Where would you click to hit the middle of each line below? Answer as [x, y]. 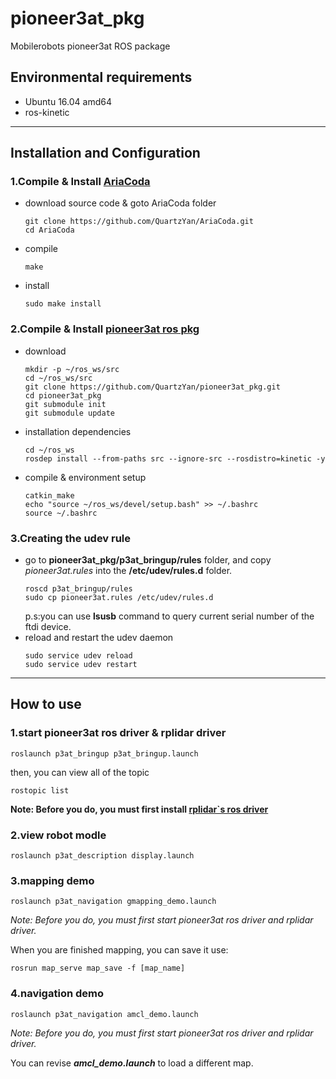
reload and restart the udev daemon [99, 638]
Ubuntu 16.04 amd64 [68, 101]
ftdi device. [48, 627]
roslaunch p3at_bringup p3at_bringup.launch [104, 753]
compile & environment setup [85, 477]
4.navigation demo [57, 994]
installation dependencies [78, 431]
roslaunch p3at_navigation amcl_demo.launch [104, 1014]
